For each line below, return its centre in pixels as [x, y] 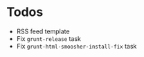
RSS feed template [43, 31]
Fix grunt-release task [48, 38]
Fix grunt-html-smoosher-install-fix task [76, 46]
